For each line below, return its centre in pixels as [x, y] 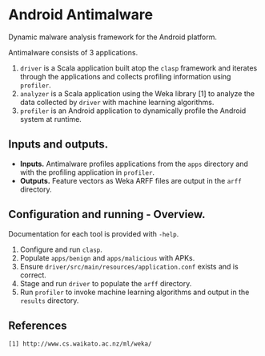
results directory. [49, 300]
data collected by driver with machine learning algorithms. [117, 102]
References [38, 325]
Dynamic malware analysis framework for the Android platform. [113, 37]
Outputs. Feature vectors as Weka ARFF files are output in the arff [130, 180]
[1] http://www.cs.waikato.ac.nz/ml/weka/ [80, 344]
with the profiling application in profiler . [87, 172]
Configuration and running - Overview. [107, 214]
